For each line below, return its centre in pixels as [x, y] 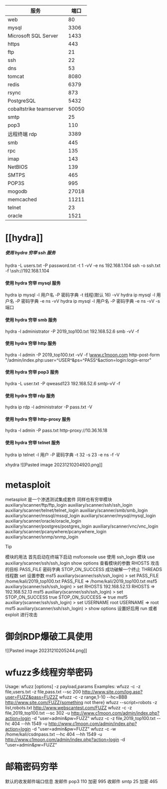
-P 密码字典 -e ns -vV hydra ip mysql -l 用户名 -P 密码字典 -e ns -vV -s [87, 301]
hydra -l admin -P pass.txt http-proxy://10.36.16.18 [56, 430]
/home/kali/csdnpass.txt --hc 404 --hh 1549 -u [54, 735]
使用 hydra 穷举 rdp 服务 [30, 395]
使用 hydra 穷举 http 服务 [31, 343]
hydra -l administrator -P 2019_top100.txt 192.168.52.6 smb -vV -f [72, 331]
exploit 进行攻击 [21, 615]
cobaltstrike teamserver [36, 109]
